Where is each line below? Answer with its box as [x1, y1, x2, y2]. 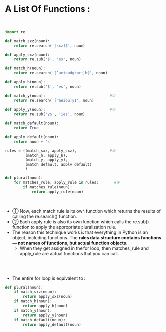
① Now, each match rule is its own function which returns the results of [12, 208, 161, 214]
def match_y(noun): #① [5, 93, 116, 98]
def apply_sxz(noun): [5, 52, 50, 57]
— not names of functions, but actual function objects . [12, 240, 128, 246]
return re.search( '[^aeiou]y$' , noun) [14, 98, 94, 103]
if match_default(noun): [14, 317, 66, 322]
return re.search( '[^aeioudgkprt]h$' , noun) [14, 71, 108, 76]
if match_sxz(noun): [14, 289, 57, 295]
